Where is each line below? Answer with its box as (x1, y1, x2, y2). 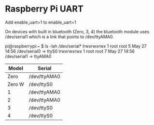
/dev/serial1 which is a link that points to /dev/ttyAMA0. (5, 34, 114, 40)
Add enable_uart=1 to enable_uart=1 (5, 19, 76, 25)
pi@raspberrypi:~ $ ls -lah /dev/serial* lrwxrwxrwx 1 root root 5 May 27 (5, 43, 147, 49)
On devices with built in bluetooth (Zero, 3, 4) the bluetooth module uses (5, 28, 150, 34)
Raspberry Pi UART (5, 3, 84, 14)
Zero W (7, 81, 24, 87)
